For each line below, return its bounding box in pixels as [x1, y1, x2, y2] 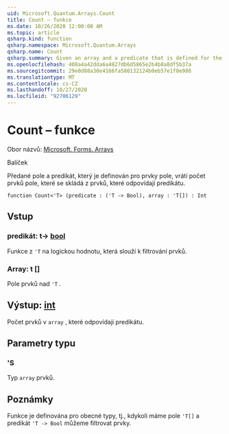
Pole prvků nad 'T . [7, 279, 62, 288]
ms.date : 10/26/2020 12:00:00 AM [7, 23, 103, 29]
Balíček [7, 158, 28, 167]
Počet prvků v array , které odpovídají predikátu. [7, 317, 145, 326]
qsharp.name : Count [7, 49, 63, 56]
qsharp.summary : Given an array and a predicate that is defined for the [7, 55, 223, 62]
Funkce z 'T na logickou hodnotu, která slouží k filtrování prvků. [7, 247, 187, 255]
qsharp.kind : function [7, 36, 72, 43]
